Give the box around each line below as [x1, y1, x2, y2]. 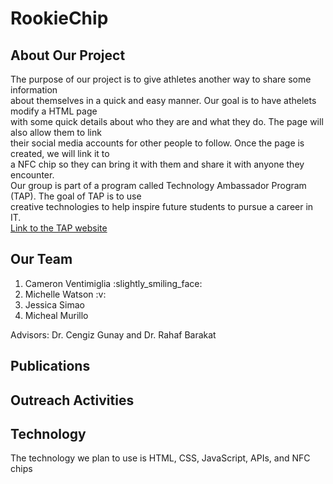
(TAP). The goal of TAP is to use [10, 190, 142, 202]
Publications [10, 358, 91, 375]
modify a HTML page [10, 105, 98, 117]
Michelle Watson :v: [24, 288, 107, 300]
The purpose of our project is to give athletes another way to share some [10, 73, 312, 85]
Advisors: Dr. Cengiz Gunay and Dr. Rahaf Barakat [10, 328, 217, 341]
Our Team [10, 251, 73, 268]
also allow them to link [10, 127, 102, 138]
